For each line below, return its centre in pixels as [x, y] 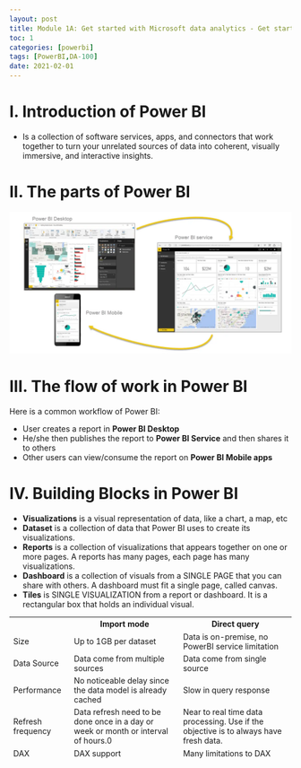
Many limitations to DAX [227, 753]
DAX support [98, 753]
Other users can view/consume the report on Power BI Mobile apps [147, 457]
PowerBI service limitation [231, 646]
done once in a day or [114, 721]
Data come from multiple [119, 659]
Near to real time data [223, 712]
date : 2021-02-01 [42, 66]
